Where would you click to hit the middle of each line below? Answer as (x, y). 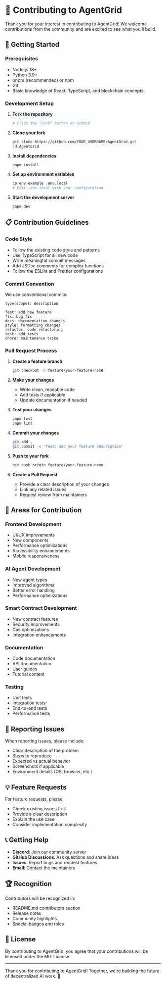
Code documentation (34, 658)
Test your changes (32, 410)
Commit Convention (30, 284)
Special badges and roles (38, 924)
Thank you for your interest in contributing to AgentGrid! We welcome (76, 24)
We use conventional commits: (36, 295)
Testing (14, 687)
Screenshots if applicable (38, 766)
